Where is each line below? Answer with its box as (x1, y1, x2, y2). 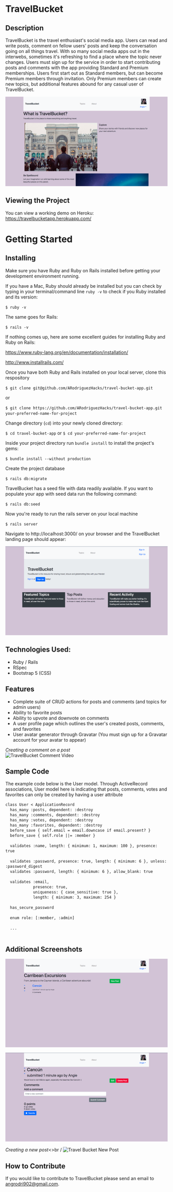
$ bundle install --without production (5, 456, 91, 461)
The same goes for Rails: (5, 313, 58, 320)
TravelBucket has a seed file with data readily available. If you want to (5, 485, 153, 492)
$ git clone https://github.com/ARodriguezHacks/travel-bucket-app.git (5, 405, 162, 411)
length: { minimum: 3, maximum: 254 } (32, 895, 116, 900)
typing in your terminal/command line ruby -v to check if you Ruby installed (5, 288, 166, 294)
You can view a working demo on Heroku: (5, 209, 94, 216)
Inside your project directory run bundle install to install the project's (5, 440, 154, 446)
